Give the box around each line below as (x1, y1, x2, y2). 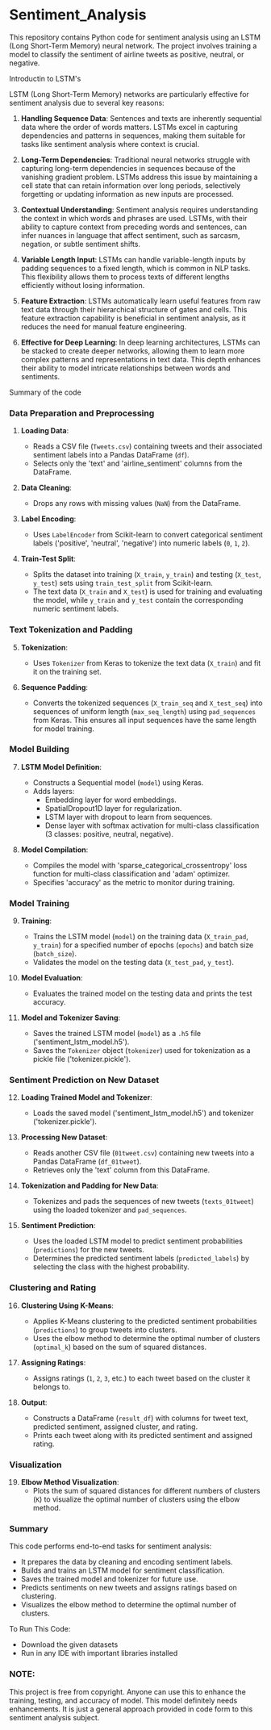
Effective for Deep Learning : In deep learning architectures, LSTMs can (20, 337, 261, 347)
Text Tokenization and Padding (9, 624, 133, 635)
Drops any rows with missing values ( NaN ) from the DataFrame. (32, 499, 241, 508)
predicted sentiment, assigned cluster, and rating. (32, 1422, 198, 1431)
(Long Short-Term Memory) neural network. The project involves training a (9, 40, 257, 50)
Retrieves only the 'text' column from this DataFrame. (32, 1165, 211, 1175)
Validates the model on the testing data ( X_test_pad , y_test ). (32, 958, 235, 967)
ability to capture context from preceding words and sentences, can (20, 222, 247, 232)
